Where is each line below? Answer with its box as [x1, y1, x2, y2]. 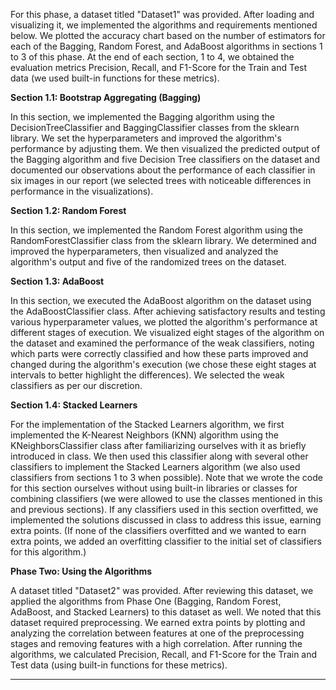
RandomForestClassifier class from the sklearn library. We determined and [10, 235, 317, 246]
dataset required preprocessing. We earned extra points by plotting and [10, 617, 306, 628]
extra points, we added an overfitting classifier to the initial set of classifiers [10, 535, 322, 547]
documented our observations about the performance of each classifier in [10, 164, 316, 176]
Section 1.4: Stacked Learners [10, 399, 138, 411]
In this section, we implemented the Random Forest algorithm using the [10, 224, 303, 236]
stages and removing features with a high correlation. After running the [10, 638, 303, 649]
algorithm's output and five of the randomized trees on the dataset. [10, 256, 287, 268]
